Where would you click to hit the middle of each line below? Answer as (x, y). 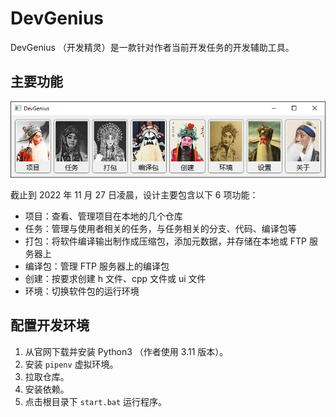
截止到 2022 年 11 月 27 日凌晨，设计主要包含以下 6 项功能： (134, 194)
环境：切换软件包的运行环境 (82, 291)
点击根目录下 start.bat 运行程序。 (96, 401)
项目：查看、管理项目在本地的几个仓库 (103, 216)
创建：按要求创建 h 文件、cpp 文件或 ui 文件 (115, 278)
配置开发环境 (50, 325)
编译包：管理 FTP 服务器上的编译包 (97, 266)
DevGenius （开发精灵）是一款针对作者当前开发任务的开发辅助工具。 (152, 47)
